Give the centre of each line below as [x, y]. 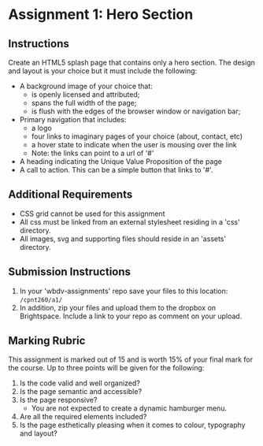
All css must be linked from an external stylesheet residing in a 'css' [130, 221]
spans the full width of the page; [84, 103]
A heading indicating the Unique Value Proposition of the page [121, 162]
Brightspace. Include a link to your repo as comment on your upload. [131, 316]
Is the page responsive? [58, 400]
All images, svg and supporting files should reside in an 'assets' [123, 239]
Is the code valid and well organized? [80, 383]
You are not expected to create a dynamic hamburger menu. [129, 408]
